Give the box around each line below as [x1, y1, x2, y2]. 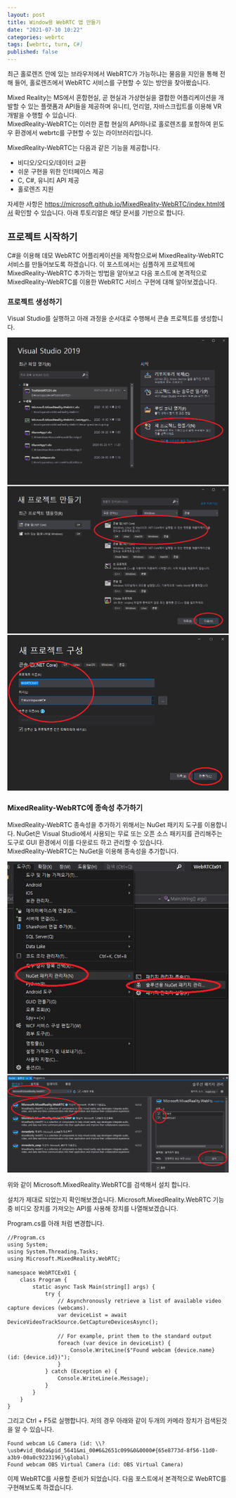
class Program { [20, 1276, 68, 1283]
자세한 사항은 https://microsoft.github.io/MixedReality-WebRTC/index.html [7, 200, 220, 208]
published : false [7, 49, 58, 56]
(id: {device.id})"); [7, 1354, 71, 1361]
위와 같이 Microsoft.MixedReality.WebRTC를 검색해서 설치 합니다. [7, 1180, 191, 1189]
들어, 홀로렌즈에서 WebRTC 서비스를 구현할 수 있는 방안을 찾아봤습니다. [14, 78, 211, 87]
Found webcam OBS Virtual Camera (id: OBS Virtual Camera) [7, 1461, 184, 1468]
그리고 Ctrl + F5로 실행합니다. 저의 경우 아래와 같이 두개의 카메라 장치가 [7, 1416, 203, 1425]
